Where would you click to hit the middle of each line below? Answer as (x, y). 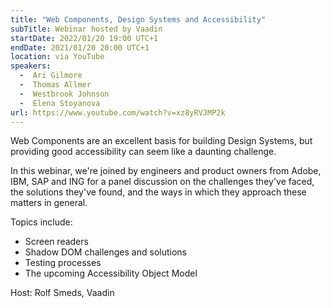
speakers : (31, 66)
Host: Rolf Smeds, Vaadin (62, 293)
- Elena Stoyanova (60, 103)
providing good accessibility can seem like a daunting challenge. (143, 152)
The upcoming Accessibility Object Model (111, 273)
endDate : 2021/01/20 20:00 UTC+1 (80, 47)
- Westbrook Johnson (64, 94)
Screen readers (56, 242)
